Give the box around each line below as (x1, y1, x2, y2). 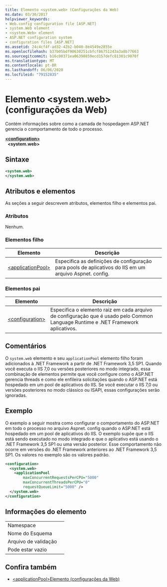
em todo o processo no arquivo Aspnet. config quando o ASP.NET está (5, 425, 151, 431)
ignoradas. (5, 392, 27, 398)
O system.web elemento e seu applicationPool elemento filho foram (5, 355, 143, 361)
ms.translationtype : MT (5, 58, 55, 63)
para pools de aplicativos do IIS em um (55, 264, 146, 271)
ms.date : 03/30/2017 (5, 12, 48, 17)
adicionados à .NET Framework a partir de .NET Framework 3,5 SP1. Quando (5, 360, 162, 366)
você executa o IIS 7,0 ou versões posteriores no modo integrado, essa (5, 366, 151, 372)
